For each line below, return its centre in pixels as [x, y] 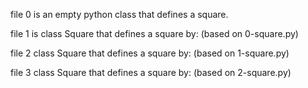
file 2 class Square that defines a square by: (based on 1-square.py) [150, 53]
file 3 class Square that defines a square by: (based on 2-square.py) [151, 72]
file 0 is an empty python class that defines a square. [119, 14]
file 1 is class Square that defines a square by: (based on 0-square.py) [154, 33]
